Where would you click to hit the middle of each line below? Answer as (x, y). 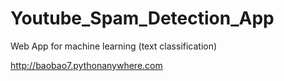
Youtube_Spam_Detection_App (142, 18)
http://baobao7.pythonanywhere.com (86, 65)
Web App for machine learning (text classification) (114, 46)
